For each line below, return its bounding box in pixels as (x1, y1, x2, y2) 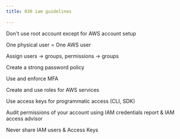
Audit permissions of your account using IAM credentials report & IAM (6, 109, 175, 116)
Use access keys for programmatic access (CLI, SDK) (6, 97, 136, 105)
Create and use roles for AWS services (6, 86, 99, 93)
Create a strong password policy (6, 63, 85, 70)
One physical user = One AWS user (6, 41, 91, 48)
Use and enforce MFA (6, 75, 58, 82)
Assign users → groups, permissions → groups (6, 52, 119, 59)
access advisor (6, 115, 43, 122)
